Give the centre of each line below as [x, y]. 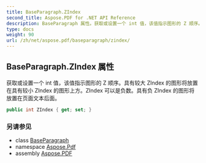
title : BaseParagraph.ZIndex [44, 12]
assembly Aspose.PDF [44, 153]
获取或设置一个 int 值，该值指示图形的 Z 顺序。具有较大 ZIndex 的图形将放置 [102, 83]
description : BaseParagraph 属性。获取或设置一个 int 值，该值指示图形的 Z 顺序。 [105, 23]
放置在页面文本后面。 [33, 98]
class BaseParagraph [42, 140]
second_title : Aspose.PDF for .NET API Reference [71, 18]
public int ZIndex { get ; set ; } [49, 110]
